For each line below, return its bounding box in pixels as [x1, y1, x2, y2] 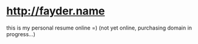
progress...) [6, 30, 35, 37]
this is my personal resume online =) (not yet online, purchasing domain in [6, 24, 193, 31]
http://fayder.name [6, 4, 105, 18]
